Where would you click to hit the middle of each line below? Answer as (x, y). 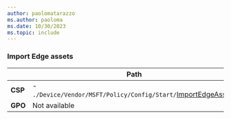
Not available (53, 105)
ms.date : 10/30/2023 (37, 26)
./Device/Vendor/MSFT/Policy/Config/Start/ (104, 94)
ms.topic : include (33, 32)
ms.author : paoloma (35, 20)
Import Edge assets (40, 57)
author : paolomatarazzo (41, 13)
